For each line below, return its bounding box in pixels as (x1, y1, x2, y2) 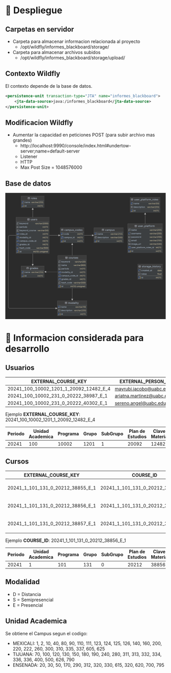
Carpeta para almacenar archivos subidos (12, 49, 101, 55)
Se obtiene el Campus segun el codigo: (5, 630, 88, 636)
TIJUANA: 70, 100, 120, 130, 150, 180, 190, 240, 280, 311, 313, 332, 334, (12, 651, 162, 657)
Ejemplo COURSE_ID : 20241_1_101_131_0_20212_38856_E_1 (5, 537, 126, 543)
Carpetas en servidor (5, 25, 74, 34)
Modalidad (5, 578, 40, 586)
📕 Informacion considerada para (5, 332, 144, 344)
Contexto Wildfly (5, 69, 61, 78)
